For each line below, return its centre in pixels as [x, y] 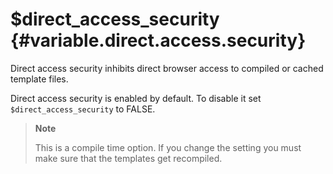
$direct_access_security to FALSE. [83, 109]
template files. [39, 79]
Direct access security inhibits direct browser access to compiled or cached [167, 68]
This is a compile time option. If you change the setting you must [168, 147]
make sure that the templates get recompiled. [128, 158]
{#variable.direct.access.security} [158, 40]
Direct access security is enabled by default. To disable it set [136, 98]
